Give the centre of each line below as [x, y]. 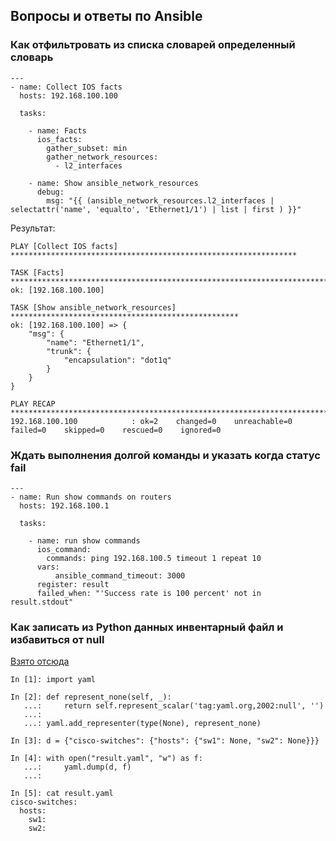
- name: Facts [57, 130]
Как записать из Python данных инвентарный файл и [147, 627]
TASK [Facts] [37, 272]
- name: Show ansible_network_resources [113, 183]
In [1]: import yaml [53, 680]
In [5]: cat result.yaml [62, 794]
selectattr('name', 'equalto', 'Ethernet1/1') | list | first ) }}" [156, 209]
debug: [50, 192]
